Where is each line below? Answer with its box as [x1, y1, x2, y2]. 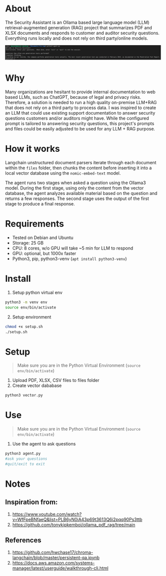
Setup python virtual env [12, 289, 63, 295]
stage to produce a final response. [5, 201, 75, 207]
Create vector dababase [12, 383, 62, 388]
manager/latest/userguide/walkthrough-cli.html [12, 565, 109, 571]
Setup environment [12, 314, 51, 320]
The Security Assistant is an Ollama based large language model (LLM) [5, 19, 150, 25]
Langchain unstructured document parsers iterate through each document [5, 160, 157, 166]
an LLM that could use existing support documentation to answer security [5, 110, 156, 116]
